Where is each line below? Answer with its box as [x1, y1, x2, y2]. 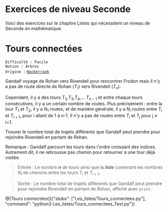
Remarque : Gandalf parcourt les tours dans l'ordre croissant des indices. [5, 144, 156, 150]
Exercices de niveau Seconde [5, 4, 131, 15]
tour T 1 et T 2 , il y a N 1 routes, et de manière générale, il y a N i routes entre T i [5, 106, 162, 113]
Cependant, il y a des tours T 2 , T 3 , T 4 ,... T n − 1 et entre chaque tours [5, 94, 143, 101]
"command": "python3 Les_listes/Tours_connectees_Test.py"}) [5, 200, 135, 206]
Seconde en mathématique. [5, 25, 63, 31]
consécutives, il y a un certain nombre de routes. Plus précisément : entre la [5, 101, 162, 107]
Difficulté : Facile [5, 59, 49, 65]
